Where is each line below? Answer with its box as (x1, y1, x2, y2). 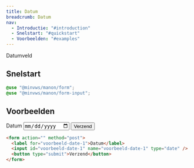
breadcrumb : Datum (6, 14, 51, 20)
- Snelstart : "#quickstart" (11, 31, 81, 36)
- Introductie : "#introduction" (11, 25, 91, 31)
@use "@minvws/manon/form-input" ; (6, 90, 91, 96)
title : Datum (6, 8, 38, 15)
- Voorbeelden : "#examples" (11, 36, 81, 42)
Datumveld (6, 52, 32, 59)
